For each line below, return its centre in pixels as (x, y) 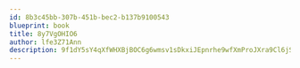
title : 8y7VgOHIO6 (43, 34)
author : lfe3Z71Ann (46, 42)
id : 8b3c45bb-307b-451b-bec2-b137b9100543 (89, 17)
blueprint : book (39, 26)
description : (33, 50)
